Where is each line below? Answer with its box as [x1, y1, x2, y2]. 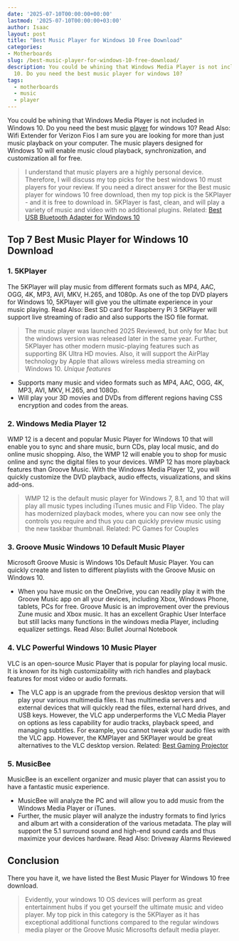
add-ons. [7, 480, 34, 489]
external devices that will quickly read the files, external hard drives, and [17, 703, 230, 712]
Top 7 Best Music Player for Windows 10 [7, 234, 188, 246]
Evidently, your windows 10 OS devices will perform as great [24, 895, 203, 903]
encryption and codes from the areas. [17, 400, 129, 410]
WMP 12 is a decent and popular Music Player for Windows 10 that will [7, 435, 213, 443]
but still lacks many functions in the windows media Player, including [17, 618, 219, 626]
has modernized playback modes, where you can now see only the [24, 509, 222, 517]
